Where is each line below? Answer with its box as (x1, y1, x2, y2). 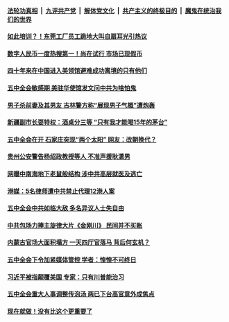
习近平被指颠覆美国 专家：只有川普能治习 (7, 273, 125, 281)
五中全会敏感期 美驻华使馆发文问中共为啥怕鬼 (7, 83, 137, 92)
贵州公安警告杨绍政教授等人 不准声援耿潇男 (7, 153, 130, 161)
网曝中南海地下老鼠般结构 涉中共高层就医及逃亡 (7, 169, 143, 178)
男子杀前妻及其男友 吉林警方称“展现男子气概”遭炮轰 (7, 101, 155, 109)
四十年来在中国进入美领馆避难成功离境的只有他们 (7, 67, 147, 75)
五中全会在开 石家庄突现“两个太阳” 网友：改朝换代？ (7, 135, 157, 144)
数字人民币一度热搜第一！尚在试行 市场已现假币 (7, 49, 143, 58)
